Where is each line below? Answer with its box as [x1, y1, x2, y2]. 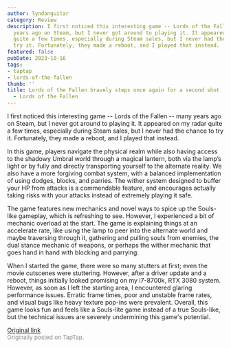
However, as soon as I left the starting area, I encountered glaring [7, 283, 192, 292]
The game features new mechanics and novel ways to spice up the [7, 204, 197, 213]
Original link [7, 326, 41, 334]
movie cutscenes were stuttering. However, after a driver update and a [7, 269, 207, 277]
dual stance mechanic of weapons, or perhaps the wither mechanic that [7, 241, 211, 249]
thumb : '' [7, 80, 36, 87]
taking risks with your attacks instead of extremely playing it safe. [7, 191, 193, 199]
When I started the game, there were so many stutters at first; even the [7, 262, 208, 270]
